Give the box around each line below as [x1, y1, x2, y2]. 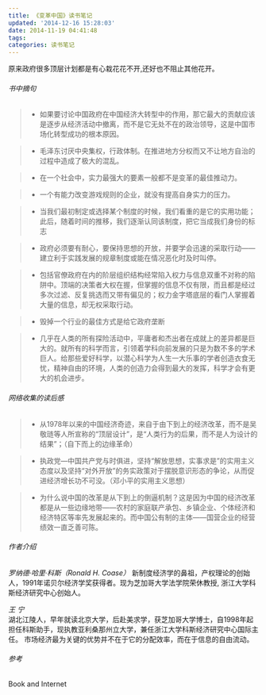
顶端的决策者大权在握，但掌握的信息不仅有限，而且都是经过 [60, 280, 256, 290]
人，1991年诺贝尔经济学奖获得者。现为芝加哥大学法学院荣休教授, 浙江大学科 [8, 578, 256, 587]
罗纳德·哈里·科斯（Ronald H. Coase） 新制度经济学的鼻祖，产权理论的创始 [8, 568, 250, 578]
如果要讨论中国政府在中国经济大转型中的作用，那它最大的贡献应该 [39, 109, 256, 119]
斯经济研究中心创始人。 [8, 588, 85, 597]
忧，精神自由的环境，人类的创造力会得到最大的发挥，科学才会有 [39, 363, 249, 373]
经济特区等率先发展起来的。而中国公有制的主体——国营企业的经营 [39, 513, 256, 522]
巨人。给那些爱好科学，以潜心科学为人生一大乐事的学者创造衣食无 [39, 354, 256, 363]
